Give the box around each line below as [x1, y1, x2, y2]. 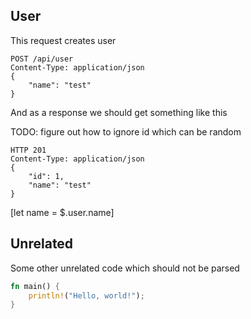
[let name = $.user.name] [10, 206, 115, 218]
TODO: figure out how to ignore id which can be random [10, 125, 242, 138]
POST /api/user [10, 54, 74, 64]
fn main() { [10, 281, 60, 291]
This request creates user [10, 34, 117, 46]
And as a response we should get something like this [10, 106, 228, 118]
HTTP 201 [10, 145, 47, 155]
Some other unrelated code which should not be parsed [10, 262, 240, 274]
